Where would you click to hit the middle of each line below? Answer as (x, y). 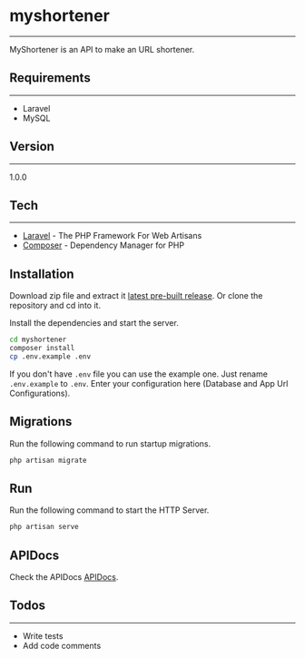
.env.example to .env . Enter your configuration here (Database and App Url (149, 383)
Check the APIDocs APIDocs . (64, 577)
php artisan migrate (49, 460)
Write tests (43, 635)
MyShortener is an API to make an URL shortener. (102, 49)
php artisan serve (44, 527)
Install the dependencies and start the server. (94, 323)
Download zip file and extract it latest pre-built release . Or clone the (136, 296)
